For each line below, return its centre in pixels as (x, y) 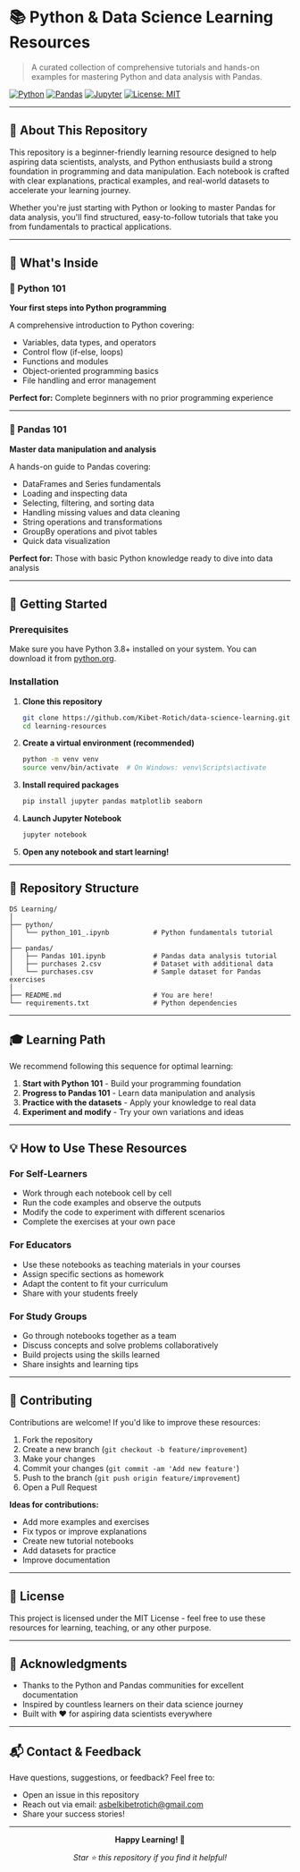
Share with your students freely (80, 1293)
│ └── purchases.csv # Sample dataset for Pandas (135, 972)
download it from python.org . (63, 659)
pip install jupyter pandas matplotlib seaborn (112, 802)
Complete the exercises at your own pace (99, 1221)
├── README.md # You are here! (112, 995)
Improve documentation (66, 1560)
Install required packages (70, 785)
